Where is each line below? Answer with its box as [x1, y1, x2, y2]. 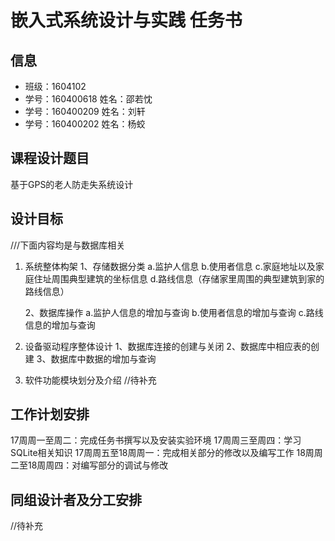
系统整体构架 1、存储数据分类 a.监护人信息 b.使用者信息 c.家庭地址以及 [24, 260, 316, 272]
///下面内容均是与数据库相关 [10, 239, 126, 251]
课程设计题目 [10, 150, 90, 167]
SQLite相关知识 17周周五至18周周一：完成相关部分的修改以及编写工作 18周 [10, 447, 315, 459]
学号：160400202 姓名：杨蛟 [24, 118, 146, 130]
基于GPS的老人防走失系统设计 [10, 178, 134, 190]
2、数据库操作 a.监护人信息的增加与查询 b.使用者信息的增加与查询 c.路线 [24, 306, 324, 318]
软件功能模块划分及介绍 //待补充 [24, 374, 157, 386]
